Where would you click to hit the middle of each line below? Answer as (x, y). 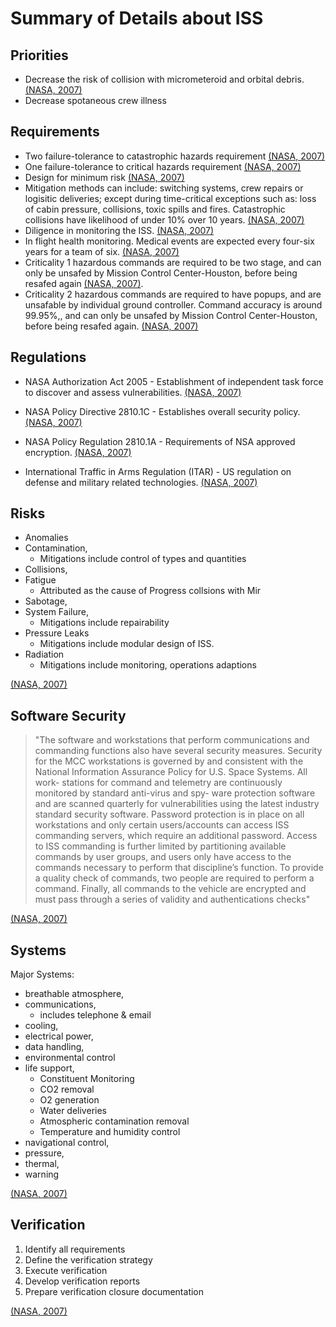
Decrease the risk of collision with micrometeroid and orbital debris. (164, 79)
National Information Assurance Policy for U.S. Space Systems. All (171, 772)
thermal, (42, 1164)
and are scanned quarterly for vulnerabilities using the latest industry (177, 804)
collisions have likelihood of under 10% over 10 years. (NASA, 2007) (164, 219)
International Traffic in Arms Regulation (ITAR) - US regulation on (158, 471)
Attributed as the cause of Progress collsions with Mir (150, 591)
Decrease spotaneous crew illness (95, 100)
